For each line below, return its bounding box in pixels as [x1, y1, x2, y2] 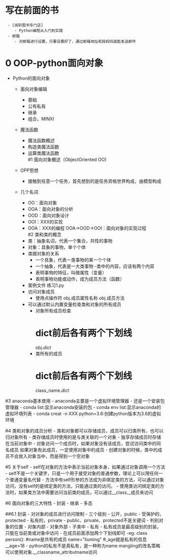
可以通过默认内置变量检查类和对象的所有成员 [27, 301, 122, 307]
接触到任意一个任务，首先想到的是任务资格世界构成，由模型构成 [27, 178, 161, 184]
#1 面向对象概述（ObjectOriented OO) [27, 156, 107, 163]
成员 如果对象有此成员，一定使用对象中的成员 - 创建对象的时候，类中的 [9, 447, 158, 453]
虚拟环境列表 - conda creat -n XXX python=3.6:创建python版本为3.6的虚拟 [5, 410, 161, 417]
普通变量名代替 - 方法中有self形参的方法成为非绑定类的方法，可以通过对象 [9, 476, 164, 483]
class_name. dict [35, 387, 70, 393]
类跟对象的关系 [27, 250, 59, 257]
